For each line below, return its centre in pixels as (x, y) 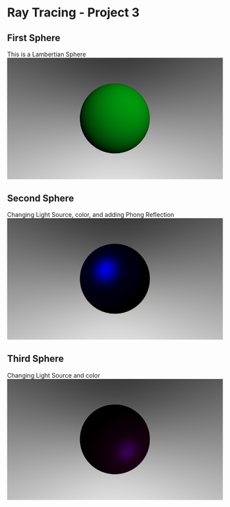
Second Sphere (40, 198)
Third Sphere (36, 359)
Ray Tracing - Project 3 (74, 13)
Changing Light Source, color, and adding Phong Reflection (91, 215)
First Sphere (34, 38)
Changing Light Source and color (54, 375)
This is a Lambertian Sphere (47, 54)
